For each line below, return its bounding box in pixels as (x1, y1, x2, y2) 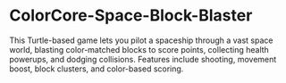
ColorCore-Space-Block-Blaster (9, 5, 253, 26)
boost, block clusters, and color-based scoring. (9, 63, 184, 74)
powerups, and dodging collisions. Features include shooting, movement (9, 54, 277, 64)
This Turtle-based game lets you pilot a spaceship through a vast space (9, 35, 273, 46)
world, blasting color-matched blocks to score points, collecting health (9, 44, 270, 54)
